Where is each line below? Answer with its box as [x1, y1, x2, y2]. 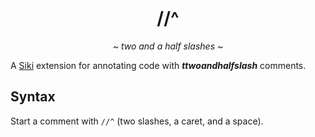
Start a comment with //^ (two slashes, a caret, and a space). [10, 115, 264, 127]
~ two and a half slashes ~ [112, 40, 224, 52]
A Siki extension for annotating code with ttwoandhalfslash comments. [10, 59, 307, 71]
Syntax [10, 88, 56, 106]
